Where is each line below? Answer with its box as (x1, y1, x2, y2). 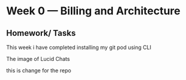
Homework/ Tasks (6, 28, 76, 38)
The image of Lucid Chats (6, 56, 70, 62)
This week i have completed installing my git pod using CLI (6, 44, 152, 51)
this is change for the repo (6, 67, 71, 74)
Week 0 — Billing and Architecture (6, 4, 181, 18)
